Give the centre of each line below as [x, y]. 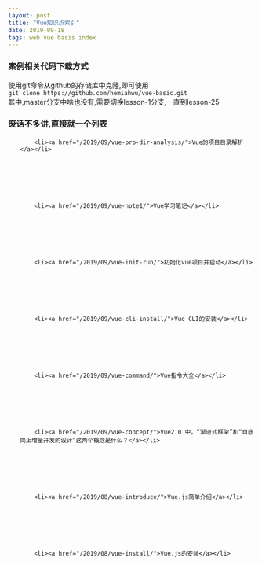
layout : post [29, 15]
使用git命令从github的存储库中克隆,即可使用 [78, 85]
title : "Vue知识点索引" [44, 23]
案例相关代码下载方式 [48, 66]
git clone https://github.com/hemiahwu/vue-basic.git [98, 93]
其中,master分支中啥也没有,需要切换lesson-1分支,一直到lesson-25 [114, 102]
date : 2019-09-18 [36, 30]
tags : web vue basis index [52, 37]
